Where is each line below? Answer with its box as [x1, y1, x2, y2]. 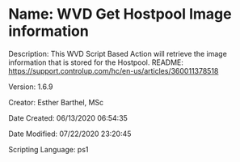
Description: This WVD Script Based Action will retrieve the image [8, 49, 228, 58]
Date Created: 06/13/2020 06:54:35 [8, 113, 128, 122]
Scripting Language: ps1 [8, 144, 89, 154]
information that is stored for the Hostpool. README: [8, 58, 184, 67]
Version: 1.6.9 [8, 82, 53, 92]
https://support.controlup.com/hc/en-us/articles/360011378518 [8, 66, 219, 75]
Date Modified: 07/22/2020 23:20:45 [8, 129, 132, 139]
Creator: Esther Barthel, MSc [8, 97, 104, 107]
